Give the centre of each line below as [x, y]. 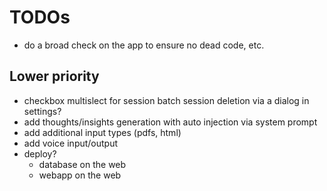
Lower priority [54, 76]
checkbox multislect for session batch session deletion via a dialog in [166, 100]
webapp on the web [80, 175]
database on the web [82, 164]
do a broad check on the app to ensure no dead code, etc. [144, 45]
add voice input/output [71, 143]
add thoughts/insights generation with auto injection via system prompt [170, 122]
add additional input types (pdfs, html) [102, 132]
